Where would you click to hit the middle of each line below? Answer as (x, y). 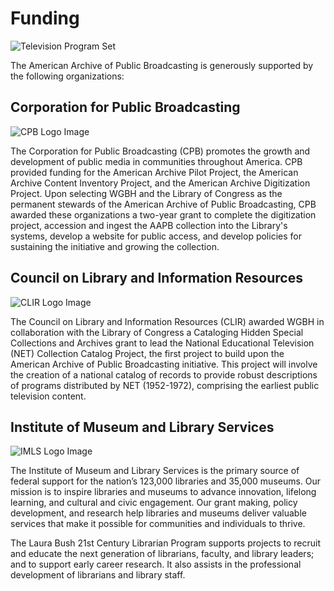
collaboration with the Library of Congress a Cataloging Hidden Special (157, 332)
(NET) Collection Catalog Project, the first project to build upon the (147, 353)
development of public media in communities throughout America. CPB (156, 161)
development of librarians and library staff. (98, 575)
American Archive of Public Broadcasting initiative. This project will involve (164, 364)
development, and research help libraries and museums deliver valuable (158, 513)
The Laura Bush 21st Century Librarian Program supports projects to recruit (165, 543)
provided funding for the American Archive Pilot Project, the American (154, 172)
